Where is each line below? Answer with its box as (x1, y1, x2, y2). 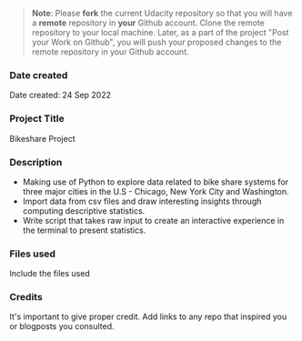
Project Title (9, 113, 65, 125)
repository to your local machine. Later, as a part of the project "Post (31, 27, 289, 37)
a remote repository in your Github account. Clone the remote (31, 17, 266, 28)
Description (9, 155, 63, 168)
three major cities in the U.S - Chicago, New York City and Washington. (22, 186, 289, 196)
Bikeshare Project (9, 133, 75, 144)
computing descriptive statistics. (22, 205, 146, 216)
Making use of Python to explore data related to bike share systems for (22, 176, 289, 187)
